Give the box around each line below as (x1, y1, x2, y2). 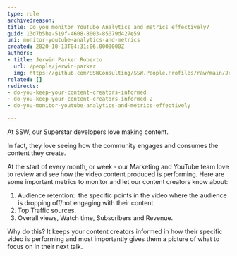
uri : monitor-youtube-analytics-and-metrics (7, 37, 140, 44)
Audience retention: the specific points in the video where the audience (17, 191, 227, 200)
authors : (7, 50, 33, 57)
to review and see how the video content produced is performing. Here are (7, 170, 225, 178)
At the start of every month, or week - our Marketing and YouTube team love (7, 162, 229, 171)
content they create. (7, 149, 66, 157)
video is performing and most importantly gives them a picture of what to (7, 234, 220, 243)
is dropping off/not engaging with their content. (17, 198, 155, 207)
